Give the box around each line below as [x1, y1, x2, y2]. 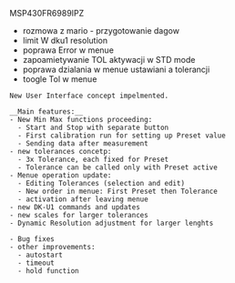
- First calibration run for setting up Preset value [17, 131, 226, 140]
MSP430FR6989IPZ [9, 8, 85, 18]
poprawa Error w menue [22, 45, 114, 56]
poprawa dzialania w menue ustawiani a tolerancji [22, 64, 210, 75]
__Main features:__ [9, 107, 84, 116]
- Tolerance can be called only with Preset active [17, 163, 219, 172]
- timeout [17, 258, 55, 268]
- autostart [17, 250, 64, 259]
